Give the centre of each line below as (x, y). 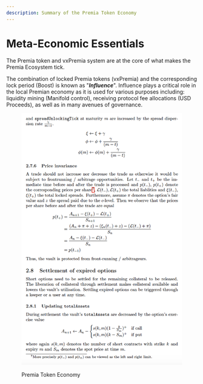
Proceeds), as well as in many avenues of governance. (75, 105)
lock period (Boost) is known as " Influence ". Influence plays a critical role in (101, 85)
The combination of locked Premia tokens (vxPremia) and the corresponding (102, 78)
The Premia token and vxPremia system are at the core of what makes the (98, 60)
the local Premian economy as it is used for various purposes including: (95, 92)
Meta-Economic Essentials (75, 43)
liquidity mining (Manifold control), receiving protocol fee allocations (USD (99, 98)
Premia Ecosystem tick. (35, 67)
